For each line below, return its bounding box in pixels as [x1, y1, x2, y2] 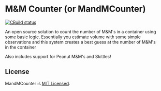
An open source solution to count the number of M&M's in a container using [5, 29, 156, 34]
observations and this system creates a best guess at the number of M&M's [5, 39, 156, 45]
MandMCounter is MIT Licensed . [5, 80, 70, 86]
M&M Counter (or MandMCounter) [5, 3, 146, 15]
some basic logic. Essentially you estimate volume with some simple [5, 34, 141, 40]
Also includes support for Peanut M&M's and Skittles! [5, 53, 111, 59]
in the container [5, 44, 36, 50]
